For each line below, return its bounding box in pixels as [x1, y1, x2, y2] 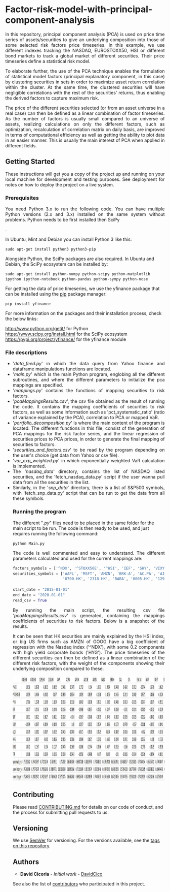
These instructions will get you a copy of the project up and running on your [5, 171, 165, 177]
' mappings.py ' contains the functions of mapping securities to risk [12, 388, 165, 394]
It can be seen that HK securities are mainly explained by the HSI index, [12, 633, 165, 639]
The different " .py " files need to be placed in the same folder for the [12, 520, 154, 526]
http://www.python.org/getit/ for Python [5, 326, 89, 332]
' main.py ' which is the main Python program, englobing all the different [12, 371, 165, 377]
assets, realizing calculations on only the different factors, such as [5, 121, 165, 127]
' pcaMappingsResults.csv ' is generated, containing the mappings [12, 612, 165, 618]
